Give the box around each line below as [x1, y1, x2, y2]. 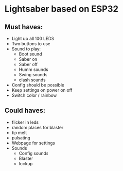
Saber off [18, 62, 38, 67]
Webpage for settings [11, 140, 55, 146]
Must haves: [4, 23, 43, 31]
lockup [18, 160, 33, 166]
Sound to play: [11, 46, 41, 51]
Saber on [18, 56, 37, 62]
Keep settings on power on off [11, 87, 72, 93]
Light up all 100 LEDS [11, 35, 54, 41]
